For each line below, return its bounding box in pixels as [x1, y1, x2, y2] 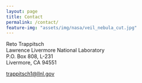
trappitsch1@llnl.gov [6, 70, 55, 77]
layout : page [6, 8, 38, 15]
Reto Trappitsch [6, 41, 44, 48]
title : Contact [6, 14, 43, 20]
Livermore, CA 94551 [6, 59, 57, 66]
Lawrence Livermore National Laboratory [6, 47, 105, 54]
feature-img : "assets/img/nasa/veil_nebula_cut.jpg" [6, 24, 137, 31]
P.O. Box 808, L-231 [6, 53, 54, 60]
